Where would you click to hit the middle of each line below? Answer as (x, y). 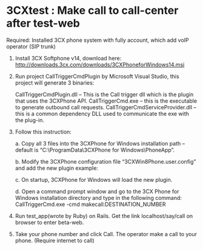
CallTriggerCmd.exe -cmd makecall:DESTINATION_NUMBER (90, 204)
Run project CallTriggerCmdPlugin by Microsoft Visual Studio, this (97, 76)
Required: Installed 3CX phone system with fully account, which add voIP (98, 40)
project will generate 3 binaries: (55, 83)
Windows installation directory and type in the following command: (98, 197)
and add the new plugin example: (57, 168)
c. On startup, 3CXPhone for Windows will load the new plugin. (94, 179)
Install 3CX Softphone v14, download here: (68, 58)
